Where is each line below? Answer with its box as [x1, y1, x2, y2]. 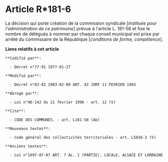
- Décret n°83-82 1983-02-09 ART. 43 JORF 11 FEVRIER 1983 [10, 82, 136, 87]
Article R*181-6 [5, 4, 71, 15]
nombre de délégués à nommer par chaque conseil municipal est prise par [5, 31, 160, 37]
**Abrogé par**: [5, 91, 39, 96]
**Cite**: [5, 108, 26, 114]
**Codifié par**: [5, 55, 42, 61]
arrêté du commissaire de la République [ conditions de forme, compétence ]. [5, 36, 163, 42]
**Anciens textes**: [5, 143, 49, 149]
